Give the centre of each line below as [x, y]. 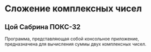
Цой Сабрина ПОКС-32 [43, 27]
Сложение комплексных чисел [73, 9]
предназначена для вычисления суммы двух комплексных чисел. [75, 44]
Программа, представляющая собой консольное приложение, [72, 39]
